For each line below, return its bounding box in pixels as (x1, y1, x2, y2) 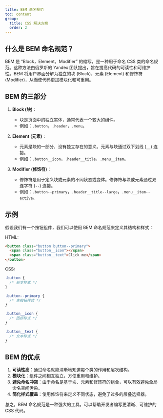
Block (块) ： (12, 106, 37, 112)
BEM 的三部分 (5, 92, 47, 101)
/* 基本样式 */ (9, 280, 38, 285)
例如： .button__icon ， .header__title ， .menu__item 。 (19, 156, 128, 162)
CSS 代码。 (5, 408, 28, 414)
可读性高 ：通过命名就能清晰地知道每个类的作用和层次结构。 (12, 367, 132, 373)
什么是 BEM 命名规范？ (5, 44, 74, 53)
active (19, 196, 33, 201)
